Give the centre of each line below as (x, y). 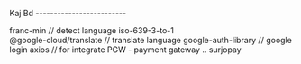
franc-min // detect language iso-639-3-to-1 (91, 30)
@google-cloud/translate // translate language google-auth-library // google (151, 40)
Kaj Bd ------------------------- (68, 13)
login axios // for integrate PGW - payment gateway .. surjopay (125, 50)
